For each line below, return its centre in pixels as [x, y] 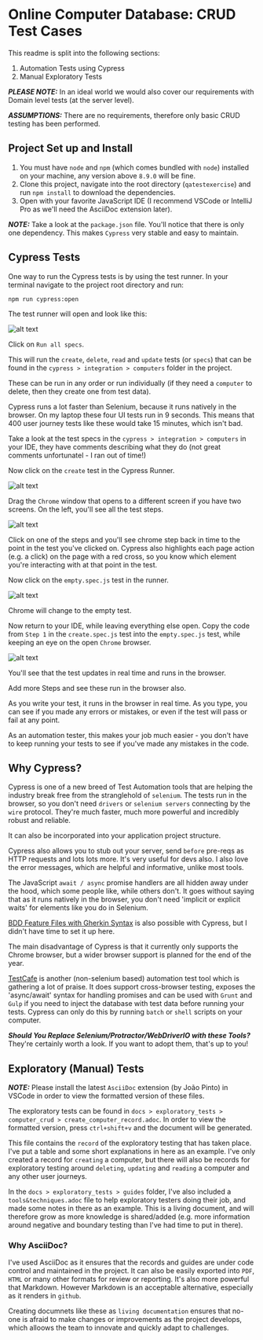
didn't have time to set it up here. [62, 931]
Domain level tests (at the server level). [71, 100]
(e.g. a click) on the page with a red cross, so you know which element [122, 556]
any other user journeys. [48, 1177]
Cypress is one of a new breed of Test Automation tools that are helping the [131, 787]
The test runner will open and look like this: [78, 314]
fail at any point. [34, 720]
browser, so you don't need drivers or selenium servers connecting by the [130, 804]
